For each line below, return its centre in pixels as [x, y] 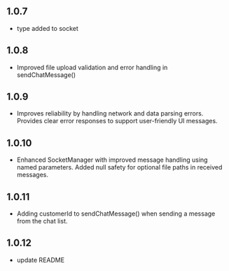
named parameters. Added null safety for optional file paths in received [119, 167]
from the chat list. [42, 221]
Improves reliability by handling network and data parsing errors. [110, 113]
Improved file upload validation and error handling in [92, 67]
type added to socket [47, 28]
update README [40, 260]
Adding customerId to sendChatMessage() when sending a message [116, 214]
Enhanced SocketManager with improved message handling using [112, 160]
